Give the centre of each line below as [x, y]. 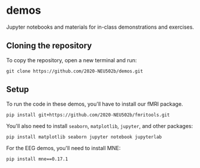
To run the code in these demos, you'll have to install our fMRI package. [95, 104]
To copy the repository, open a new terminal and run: [72, 60]
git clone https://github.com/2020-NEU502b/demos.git [75, 71]
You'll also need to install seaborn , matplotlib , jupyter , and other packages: [100, 126]
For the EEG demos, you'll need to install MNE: [63, 148]
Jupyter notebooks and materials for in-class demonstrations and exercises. [100, 27]
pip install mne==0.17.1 [37, 159]
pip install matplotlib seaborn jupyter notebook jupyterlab [84, 137]
